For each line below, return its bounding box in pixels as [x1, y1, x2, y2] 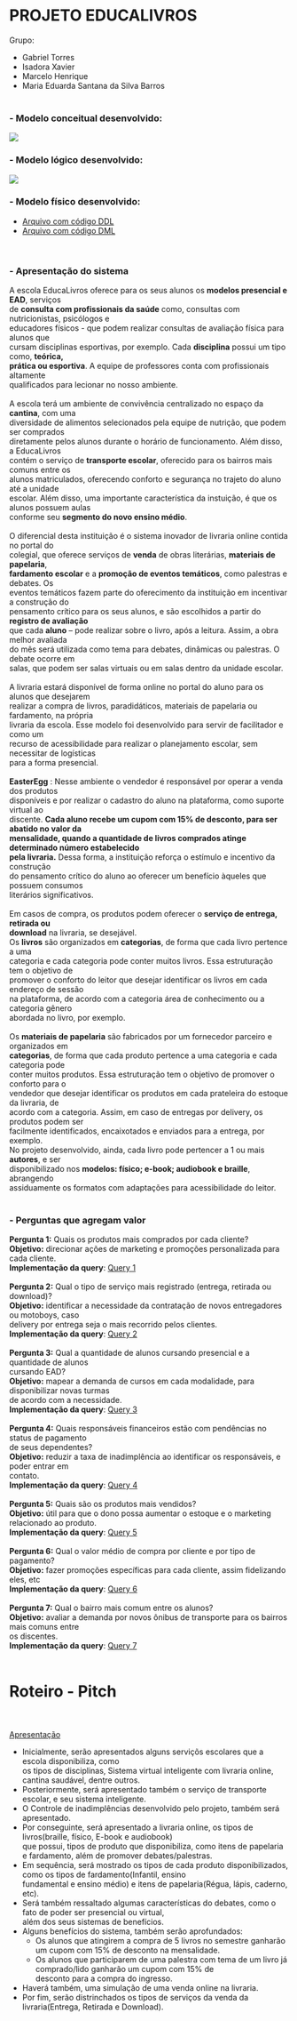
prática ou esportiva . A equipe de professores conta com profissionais [9, 361, 270, 372]
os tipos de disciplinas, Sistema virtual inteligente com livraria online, [21, 1766, 274, 1776]
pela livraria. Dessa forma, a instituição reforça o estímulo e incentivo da [9, 852, 276, 862]
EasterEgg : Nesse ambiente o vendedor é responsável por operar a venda [9, 776, 284, 787]
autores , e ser [9, 1154, 61, 1165]
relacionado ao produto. [9, 1518, 98, 1528]
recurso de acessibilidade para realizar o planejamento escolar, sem [9, 739, 259, 750]
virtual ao [9, 805, 44, 815]
